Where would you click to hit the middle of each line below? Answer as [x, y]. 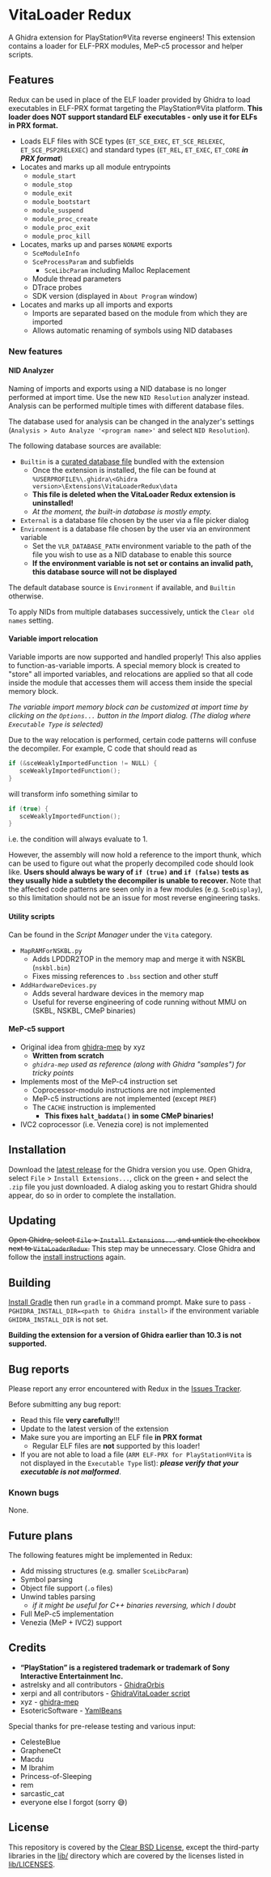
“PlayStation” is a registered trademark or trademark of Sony [125, 1667]
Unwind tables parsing [57, 1597]
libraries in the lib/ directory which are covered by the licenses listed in [126, 1855]
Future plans [40, 1536]
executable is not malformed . [70, 1471]
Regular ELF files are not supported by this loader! [116, 1445]
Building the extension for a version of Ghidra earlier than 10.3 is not [125, 1335]
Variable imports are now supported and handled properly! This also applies [135, 657]
